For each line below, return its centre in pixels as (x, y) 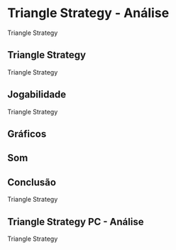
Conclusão (32, 182)
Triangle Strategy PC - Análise (76, 222)
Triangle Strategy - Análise (88, 13)
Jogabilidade (37, 95)
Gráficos (27, 134)
